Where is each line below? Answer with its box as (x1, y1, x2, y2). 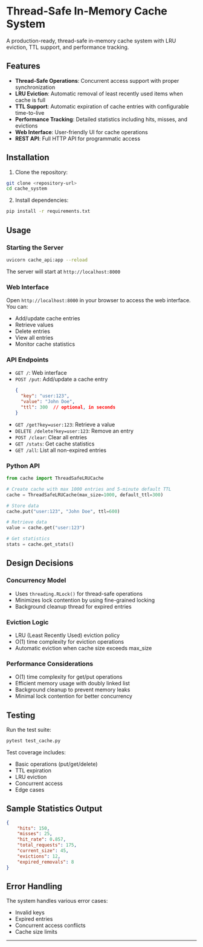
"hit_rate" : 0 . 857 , (17, 836, 66, 842)
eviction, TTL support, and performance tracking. (6, 44, 129, 51)
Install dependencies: (14, 196, 69, 204)
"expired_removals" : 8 (17, 859, 74, 865)
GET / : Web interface (14, 369, 68, 377)
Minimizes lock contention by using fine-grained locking (14, 596, 155, 604)
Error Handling (6, 881, 62, 891)
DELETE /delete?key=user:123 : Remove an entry (14, 427, 134, 435)
